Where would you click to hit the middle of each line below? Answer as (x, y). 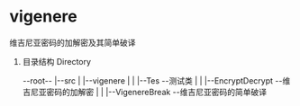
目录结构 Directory (57, 61)
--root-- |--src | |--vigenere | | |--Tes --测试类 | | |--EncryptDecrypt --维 (156, 80)
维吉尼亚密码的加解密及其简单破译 (73, 42)
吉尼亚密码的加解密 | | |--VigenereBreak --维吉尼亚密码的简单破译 (145, 92)
